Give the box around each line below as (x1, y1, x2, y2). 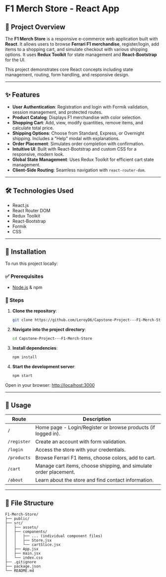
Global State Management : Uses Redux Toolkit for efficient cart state (12, 157, 154, 162)
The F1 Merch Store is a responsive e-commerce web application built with (5, 36, 158, 42)
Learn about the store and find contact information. (35, 476, 154, 483)
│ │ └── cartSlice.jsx (5, 542, 61, 547)
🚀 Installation (5, 248, 46, 256)
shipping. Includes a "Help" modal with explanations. (12, 135, 120, 141)
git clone (12, 317, 33, 322)
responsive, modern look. (12, 151, 65, 157)
